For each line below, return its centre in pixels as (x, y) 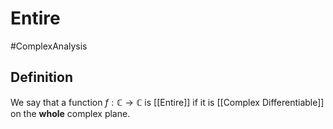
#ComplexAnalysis (49, 46)
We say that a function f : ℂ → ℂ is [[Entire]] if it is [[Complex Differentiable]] (167, 102)
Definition (41, 77)
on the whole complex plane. (70, 113)
